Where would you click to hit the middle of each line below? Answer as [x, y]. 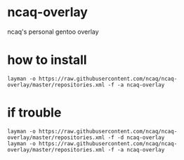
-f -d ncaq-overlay [136, 138]
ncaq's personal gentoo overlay [53, 32]
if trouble [34, 113]
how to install [47, 60]
